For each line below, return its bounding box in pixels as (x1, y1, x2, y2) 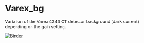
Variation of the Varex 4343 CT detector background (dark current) (5, 19, 140, 24)
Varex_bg (5, 3, 45, 14)
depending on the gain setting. (5, 23, 66, 29)
